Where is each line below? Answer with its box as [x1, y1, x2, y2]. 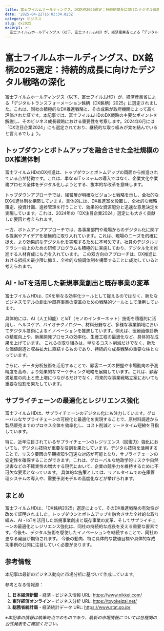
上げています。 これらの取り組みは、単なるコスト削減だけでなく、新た [13, 340, 156, 346]
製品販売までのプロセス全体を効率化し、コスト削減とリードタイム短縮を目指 [5, 422, 159, 428]
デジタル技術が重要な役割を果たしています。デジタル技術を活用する [21, 445, 158, 451]
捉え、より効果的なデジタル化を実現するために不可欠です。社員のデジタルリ [5, 239, 159, 245]
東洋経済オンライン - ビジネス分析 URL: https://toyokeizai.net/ [12, 598, 137, 604]
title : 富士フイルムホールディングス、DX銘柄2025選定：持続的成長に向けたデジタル [5, 7, 153, 12]
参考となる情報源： [5, 582, 44, 588]
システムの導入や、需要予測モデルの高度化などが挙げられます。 [9, 476, 137, 482]
